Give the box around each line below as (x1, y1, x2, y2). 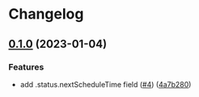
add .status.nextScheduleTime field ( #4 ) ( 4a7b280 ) (19, 79, 192, 89)
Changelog (8, 5, 84, 23)
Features (8, 61, 44, 73)
